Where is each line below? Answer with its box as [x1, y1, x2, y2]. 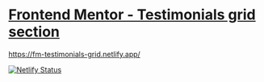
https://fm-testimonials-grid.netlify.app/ [8, 49, 141, 59]
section [8, 23, 61, 41]
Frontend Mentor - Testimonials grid [8, 6, 256, 24]
